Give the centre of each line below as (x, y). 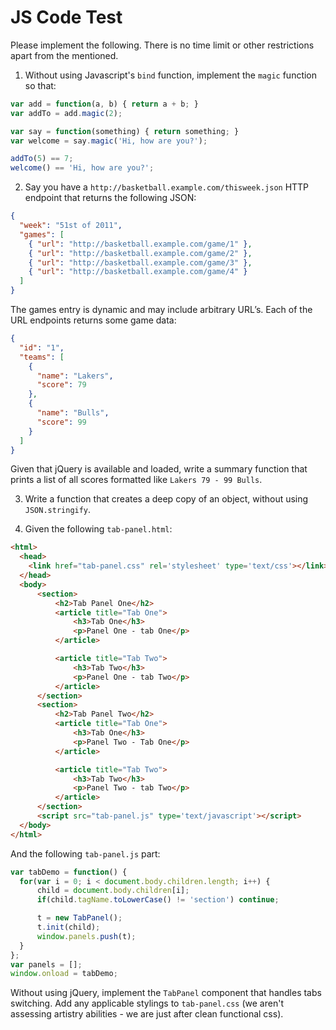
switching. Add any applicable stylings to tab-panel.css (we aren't (147, 1003)
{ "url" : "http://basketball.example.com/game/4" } (138, 272)
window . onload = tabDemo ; (64, 974)
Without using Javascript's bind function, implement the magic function (171, 75)
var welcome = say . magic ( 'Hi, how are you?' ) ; (109, 141)
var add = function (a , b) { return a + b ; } (104, 104)
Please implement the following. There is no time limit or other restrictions (162, 45)
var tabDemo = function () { (69, 872)
